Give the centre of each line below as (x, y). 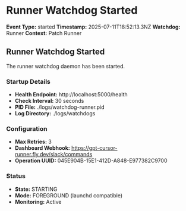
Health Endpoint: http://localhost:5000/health (71, 95)
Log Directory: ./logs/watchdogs (55, 114)
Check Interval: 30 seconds (49, 101)
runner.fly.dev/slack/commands (53, 155)
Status (16, 176)
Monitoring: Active (38, 201)
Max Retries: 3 (33, 142)
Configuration (27, 128)
